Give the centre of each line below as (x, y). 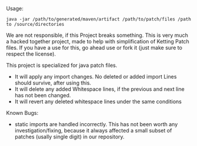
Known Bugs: (22, 113)
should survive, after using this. (53, 83)
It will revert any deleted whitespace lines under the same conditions (98, 101)
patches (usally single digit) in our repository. (70, 137)
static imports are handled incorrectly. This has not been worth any (96, 124)
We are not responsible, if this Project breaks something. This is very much (97, 35)
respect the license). (31, 54)
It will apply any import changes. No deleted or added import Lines (96, 77)
